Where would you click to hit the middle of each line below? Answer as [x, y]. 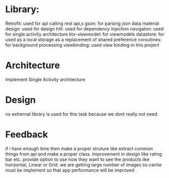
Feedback [27, 134]
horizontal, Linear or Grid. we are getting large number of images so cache [83, 165]
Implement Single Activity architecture [45, 79]
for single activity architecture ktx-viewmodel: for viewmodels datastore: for [85, 34]
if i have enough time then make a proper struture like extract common [79, 149]
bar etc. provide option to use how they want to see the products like [77, 159]
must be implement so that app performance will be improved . [71, 170]
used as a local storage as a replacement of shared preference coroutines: [83, 40]
